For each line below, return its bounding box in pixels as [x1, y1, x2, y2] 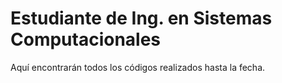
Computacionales [10, 28, 162, 51]
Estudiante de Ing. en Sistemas [10, 7, 273, 30]
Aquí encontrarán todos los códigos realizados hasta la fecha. [10, 61, 266, 73]
